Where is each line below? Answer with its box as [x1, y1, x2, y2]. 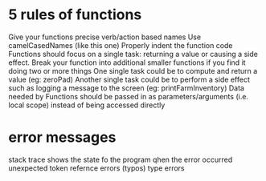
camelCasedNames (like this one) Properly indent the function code [8, 40, 233, 50]
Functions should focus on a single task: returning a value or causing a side [8, 49, 259, 58]
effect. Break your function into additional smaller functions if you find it [8, 58, 247, 67]
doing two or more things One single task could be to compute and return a [8, 66, 258, 75]
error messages [8, 128, 117, 147]
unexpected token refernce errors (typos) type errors [8, 163, 185, 173]
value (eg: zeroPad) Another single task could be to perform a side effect [8, 74, 251, 84]
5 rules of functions [8, 6, 142, 24]
